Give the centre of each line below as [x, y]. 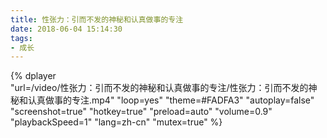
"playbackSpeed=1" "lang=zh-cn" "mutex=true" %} [116, 122]
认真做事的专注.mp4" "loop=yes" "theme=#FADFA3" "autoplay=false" [171, 100]
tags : [21, 38]
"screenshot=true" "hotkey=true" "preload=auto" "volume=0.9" [141, 112]
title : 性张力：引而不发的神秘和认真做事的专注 [97, 19]
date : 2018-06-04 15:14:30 [66, 29]
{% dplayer [33, 76]
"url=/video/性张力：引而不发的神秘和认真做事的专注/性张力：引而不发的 [159, 88]
